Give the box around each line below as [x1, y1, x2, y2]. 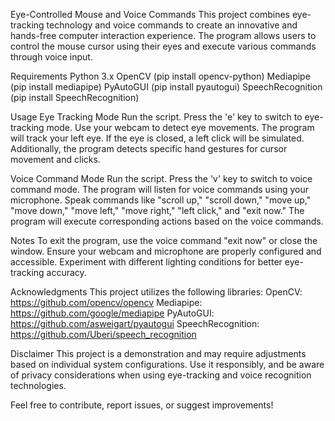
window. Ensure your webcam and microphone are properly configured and [10, 245, 322, 257]
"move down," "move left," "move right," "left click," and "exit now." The [10, 205, 305, 216]
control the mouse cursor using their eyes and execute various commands [10, 40, 317, 52]
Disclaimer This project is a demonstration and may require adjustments [10, 348, 307, 359]
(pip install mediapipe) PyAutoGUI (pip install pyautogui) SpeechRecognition [10, 81, 323, 93]
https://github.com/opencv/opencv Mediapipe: [10, 297, 203, 308]
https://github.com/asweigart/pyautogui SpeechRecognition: [10, 318, 260, 329]
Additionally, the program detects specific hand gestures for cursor [10, 143, 288, 154]
